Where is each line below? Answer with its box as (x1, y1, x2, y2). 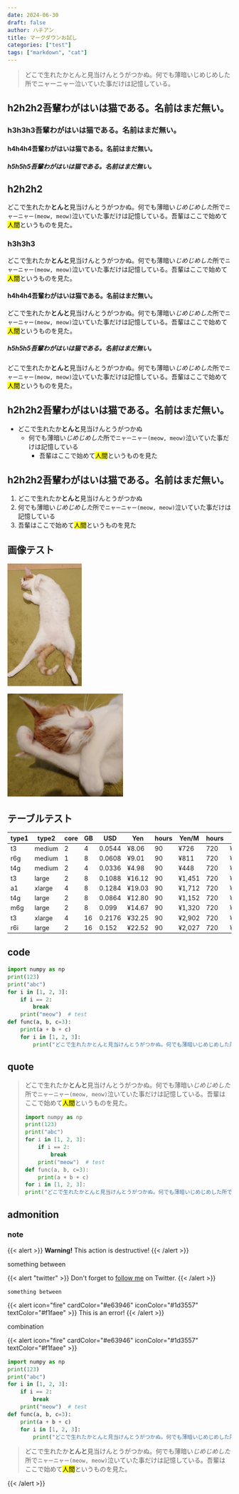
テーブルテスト (7, 813, 73, 825)
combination (7, 1322, 44, 1331)
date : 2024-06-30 (7, 11, 59, 19)
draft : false (7, 19, 46, 26)
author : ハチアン (7, 26, 55, 34)
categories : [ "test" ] (7, 41, 72, 49)
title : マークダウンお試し (7, 34, 78, 41)
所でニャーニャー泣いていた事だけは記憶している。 (24, 79, 174, 88)
